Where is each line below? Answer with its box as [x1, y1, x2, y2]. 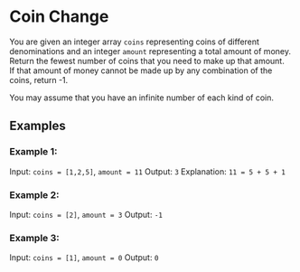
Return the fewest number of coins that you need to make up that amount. [9, 55, 285, 66]
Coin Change [9, 6, 109, 27]
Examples [9, 118, 66, 134]
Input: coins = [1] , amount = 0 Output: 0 [9, 252, 159, 263]
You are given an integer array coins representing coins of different [9, 36, 260, 47]
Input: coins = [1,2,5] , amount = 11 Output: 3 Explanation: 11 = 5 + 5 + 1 [9, 165, 286, 177]
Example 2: [9, 188, 60, 201]
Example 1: [9, 145, 58, 158]
